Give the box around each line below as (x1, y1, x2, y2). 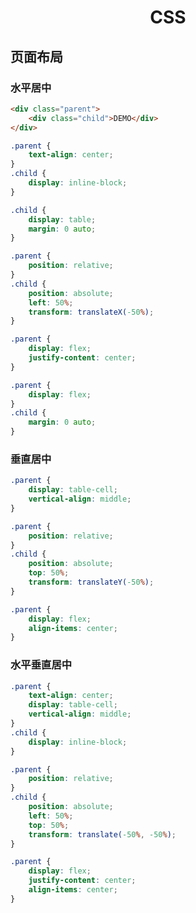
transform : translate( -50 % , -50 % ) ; (28, 829, 177, 840)
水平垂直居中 (10, 658, 73, 672)
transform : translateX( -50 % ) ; (28, 307, 155, 317)
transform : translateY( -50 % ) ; (28, 577, 155, 588)
